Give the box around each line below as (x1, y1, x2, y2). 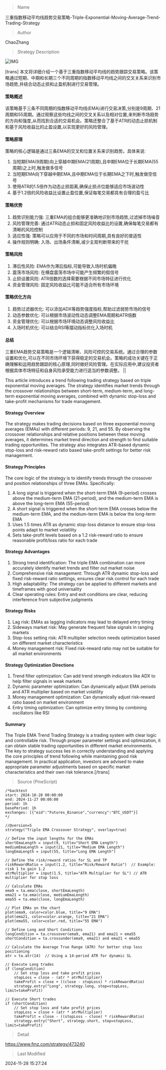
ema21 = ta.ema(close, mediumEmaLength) (5, 893, 90, 898)
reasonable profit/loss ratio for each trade (12, 537, 98, 543)
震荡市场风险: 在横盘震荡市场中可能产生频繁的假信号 (12, 269, 119, 275)
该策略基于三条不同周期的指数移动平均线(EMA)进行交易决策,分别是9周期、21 (5, 105, 161, 111)
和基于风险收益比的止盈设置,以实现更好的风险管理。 (5, 124, 111, 130)
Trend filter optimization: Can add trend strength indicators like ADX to (12, 673, 156, 679)
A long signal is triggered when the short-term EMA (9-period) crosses (12, 490, 157, 496)
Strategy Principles (5, 464, 46, 470)
